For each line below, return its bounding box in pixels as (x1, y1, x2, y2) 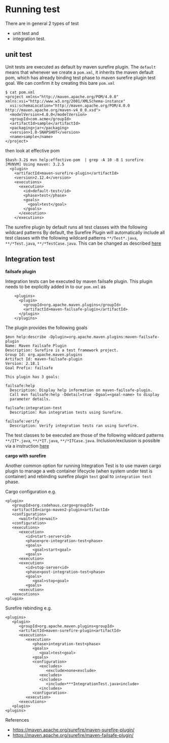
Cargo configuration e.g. (5, 488, 57, 494)
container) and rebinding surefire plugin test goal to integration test (5, 473, 152, 479)
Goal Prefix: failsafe (5, 365, 53, 370)
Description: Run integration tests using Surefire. (10, 410, 123, 415)
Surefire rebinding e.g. (5, 605, 52, 611)
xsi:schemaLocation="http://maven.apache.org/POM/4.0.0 (10, 103, 130, 108)
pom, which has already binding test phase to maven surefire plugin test (5, 75, 156, 81)
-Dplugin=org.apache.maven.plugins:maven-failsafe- (48, 334, 159, 340)
